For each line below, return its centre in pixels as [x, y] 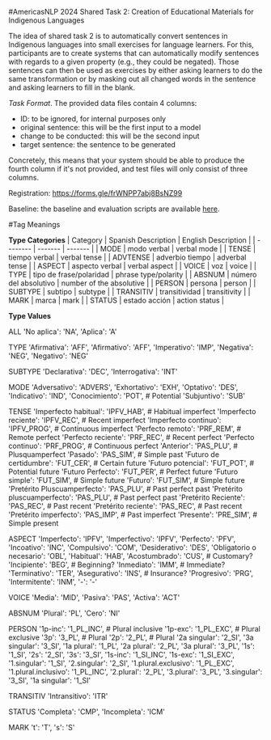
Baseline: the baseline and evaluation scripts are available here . [114, 209]
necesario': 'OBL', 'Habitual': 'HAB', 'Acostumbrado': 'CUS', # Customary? [131, 556]
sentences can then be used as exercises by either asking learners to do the [135, 70]
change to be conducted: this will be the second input [110, 136]
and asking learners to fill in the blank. [72, 87]
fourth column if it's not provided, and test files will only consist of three [128, 169]
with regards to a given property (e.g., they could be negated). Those [124, 61]
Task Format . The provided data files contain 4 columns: [103, 103]
